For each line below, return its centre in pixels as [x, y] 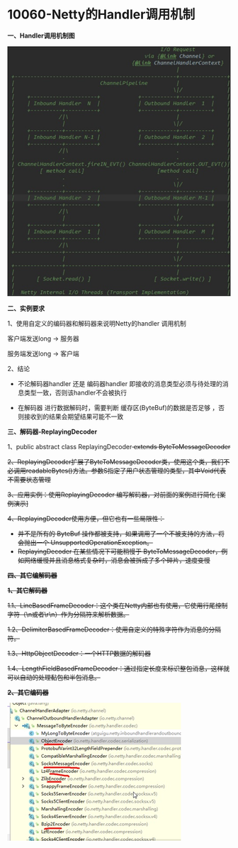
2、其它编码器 [28, 693]
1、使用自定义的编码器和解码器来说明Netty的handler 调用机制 [97, 324]
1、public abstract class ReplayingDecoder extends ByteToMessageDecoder [119, 447]
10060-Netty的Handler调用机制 [101, 15]
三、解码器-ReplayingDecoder [52, 432]
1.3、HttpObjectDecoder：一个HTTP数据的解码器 [79, 654]
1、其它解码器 [28, 590]
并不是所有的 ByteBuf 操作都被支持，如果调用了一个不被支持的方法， [118, 534]
